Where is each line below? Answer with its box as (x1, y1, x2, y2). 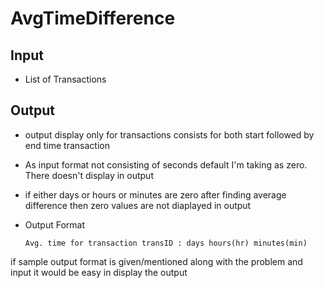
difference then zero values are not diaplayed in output (24, 199, 252, 211)
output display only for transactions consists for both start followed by (24, 128, 315, 141)
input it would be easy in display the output (10, 266, 188, 278)
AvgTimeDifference (10, 7, 176, 30)
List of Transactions (24, 73, 107, 85)
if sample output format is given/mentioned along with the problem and (10, 255, 303, 267)
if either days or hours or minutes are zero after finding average (24, 188, 287, 201)
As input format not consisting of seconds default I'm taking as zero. (24, 158, 308, 171)
